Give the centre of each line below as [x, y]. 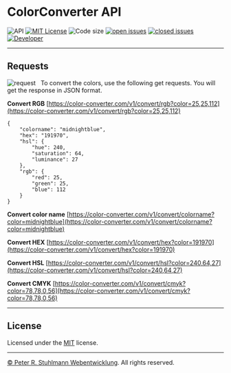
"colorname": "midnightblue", [63, 129]
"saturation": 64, [58, 153]
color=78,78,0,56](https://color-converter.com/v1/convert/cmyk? [99, 291]
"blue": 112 [49, 190]
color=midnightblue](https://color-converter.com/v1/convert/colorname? [110, 221]
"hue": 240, [49, 147]
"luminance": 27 [55, 159]
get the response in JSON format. [55, 90]
